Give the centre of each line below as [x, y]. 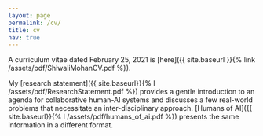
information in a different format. [61, 125]
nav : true [24, 37]
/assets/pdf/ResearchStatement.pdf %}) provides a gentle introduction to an [131, 92]
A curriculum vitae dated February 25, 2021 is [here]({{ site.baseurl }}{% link [132, 60]
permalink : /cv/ [35, 23]
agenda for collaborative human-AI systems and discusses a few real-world [131, 100]
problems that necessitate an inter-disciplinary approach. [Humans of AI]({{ [130, 108]
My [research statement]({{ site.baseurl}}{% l [82, 83]
